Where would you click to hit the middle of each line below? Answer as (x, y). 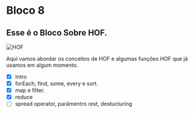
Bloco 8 (26, 11)
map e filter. (30, 90)
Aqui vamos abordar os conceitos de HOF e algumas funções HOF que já (97, 59)
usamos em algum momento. (42, 65)
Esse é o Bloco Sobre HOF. (57, 33)
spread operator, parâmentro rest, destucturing (74, 104)
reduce (24, 97)
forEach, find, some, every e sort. (56, 84)
